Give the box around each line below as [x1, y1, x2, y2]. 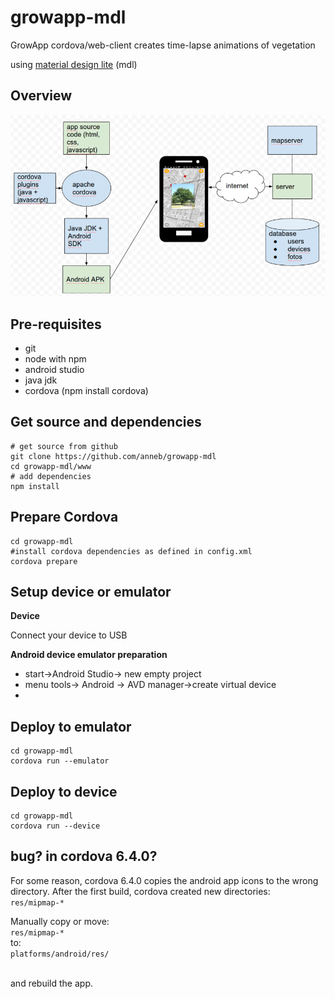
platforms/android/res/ [10, 949, 110, 959]
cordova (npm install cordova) [24, 384, 149, 396]
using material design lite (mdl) [10, 58, 138, 70]
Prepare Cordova [10, 509, 119, 526]
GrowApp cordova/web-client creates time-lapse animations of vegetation [10, 39, 316, 51]
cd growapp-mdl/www [10, 461, 92, 471]
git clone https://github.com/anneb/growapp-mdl [10, 451, 217, 461]
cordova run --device [10, 821, 101, 831]
